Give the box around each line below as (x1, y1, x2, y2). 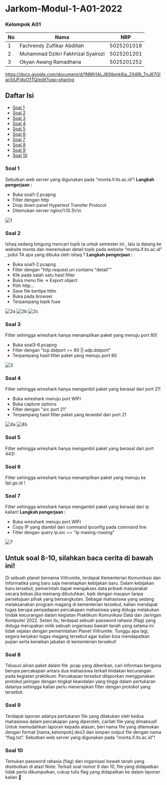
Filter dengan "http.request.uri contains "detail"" (12, 267, 112, 273)
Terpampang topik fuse (12, 299, 61, 305)
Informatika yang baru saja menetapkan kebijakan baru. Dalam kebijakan (5, 580, 155, 586)
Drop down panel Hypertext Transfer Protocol (12, 202, 107, 208)
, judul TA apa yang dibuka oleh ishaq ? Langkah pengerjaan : (5, 251, 133, 257)
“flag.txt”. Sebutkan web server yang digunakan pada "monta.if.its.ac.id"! (5, 734, 156, 740)
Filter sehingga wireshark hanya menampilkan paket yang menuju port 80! (5, 332, 158, 338)
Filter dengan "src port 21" (12, 406, 67, 412)
